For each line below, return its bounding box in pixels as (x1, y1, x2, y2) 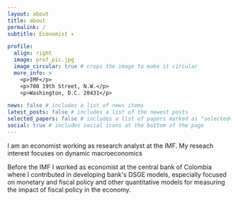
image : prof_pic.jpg (13, 56, 74, 64)
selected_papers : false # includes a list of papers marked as (7, 115, 198, 123)
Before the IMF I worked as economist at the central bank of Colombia (7, 163, 212, 171)
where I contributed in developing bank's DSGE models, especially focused (7, 170, 227, 178)
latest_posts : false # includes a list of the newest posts (7, 109, 189, 116)
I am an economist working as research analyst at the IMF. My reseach (7, 141, 214, 150)
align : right (13, 50, 52, 57)
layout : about (7, 10, 50, 18)
